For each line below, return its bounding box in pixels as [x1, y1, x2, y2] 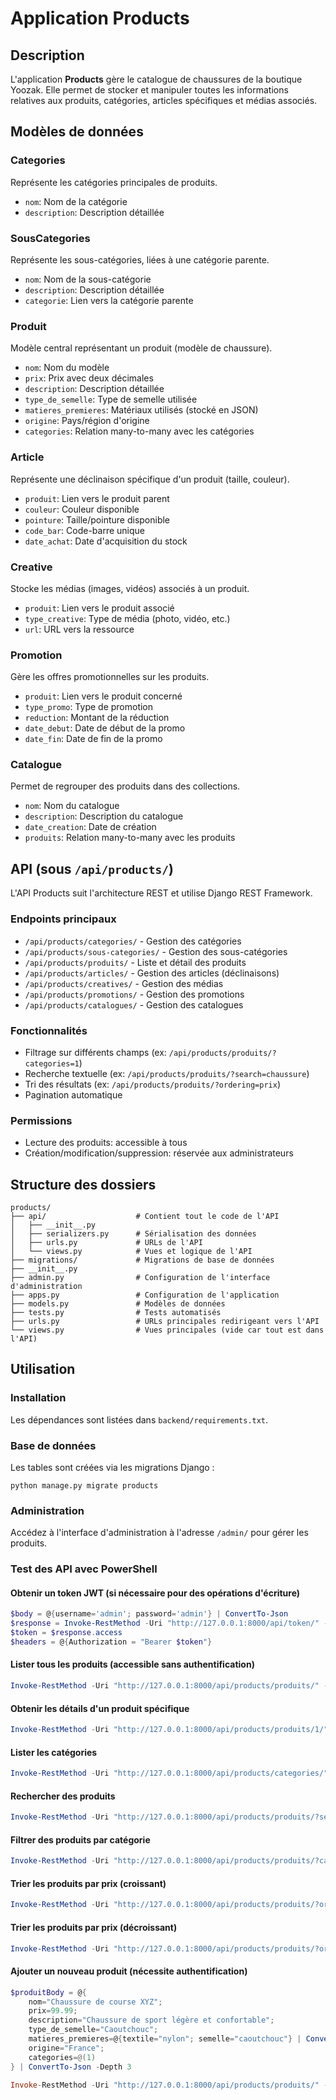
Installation [10, 1391, 67, 1405]
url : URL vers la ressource [24, 623, 135, 635]
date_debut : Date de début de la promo [24, 722, 186, 734]
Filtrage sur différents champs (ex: [24, 1046, 167, 1058]
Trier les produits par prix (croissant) [10, 1877, 167, 1889]
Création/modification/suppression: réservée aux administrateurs [24, 1147, 294, 1159]
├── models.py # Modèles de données [10, 1298, 226, 1309]
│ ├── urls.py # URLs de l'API [10, 1237, 203, 1247]
